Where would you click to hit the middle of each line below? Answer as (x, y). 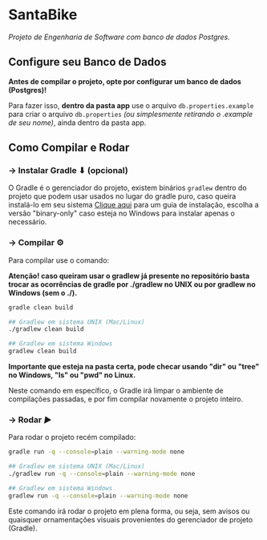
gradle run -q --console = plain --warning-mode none (96, 452)
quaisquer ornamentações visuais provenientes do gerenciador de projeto (131, 519)
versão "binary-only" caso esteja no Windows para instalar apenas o (121, 213)
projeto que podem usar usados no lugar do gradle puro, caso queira (122, 196)
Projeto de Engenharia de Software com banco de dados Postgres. (119, 37)
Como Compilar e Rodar (69, 148)
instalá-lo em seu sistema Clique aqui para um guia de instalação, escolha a (133, 205)
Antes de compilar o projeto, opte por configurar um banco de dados (125, 81)
